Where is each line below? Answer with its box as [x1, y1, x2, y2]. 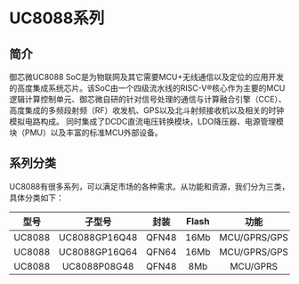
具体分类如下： [9, 192, 64, 203]
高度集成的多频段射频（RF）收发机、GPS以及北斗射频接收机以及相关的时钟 [9, 105, 285, 116]
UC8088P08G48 [61, 260, 134, 272]
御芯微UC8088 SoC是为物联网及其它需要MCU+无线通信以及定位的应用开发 [9, 72, 285, 82]
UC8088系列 [9, 8, 105, 28]
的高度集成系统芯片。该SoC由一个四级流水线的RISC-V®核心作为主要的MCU [9, 83, 286, 93]
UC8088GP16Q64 [59, 246, 138, 258]
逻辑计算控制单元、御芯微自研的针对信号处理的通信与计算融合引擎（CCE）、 [9, 94, 287, 104]
